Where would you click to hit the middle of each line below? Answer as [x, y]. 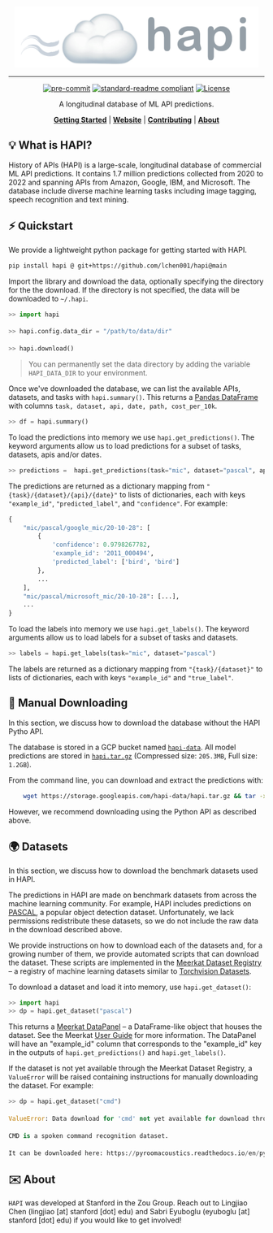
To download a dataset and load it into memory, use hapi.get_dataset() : [130, 987]
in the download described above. [65, 929]
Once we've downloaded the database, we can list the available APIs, [125, 389]
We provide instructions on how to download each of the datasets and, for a [135, 945]
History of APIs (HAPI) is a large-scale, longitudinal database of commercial [135, 165]
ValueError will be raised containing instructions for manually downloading [133, 1077]
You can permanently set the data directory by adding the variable [139, 364]
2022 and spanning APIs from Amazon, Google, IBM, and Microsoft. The [129, 182]
